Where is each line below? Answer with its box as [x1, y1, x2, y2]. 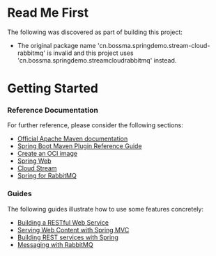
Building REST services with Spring [17, 233, 118, 241]
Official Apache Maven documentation [17, 134, 128, 143]
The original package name [17, 41, 96, 49]
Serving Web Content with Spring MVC [17, 225, 130, 234]
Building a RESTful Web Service [17, 218, 109, 227]
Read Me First [7, 5, 89, 21]
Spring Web [17, 157, 52, 165]
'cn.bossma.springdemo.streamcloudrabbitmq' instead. [17, 56, 177, 64]
